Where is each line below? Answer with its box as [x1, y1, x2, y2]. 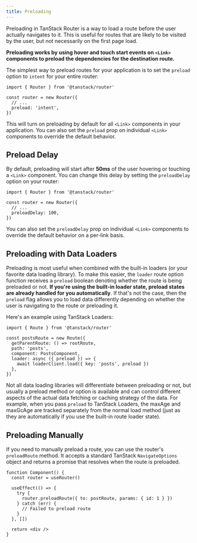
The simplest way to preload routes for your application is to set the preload [6, 66, 191, 74]
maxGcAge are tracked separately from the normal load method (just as [6, 407, 181, 414]
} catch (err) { [17, 501, 57, 507]
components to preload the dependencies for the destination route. [6, 55, 175, 62]
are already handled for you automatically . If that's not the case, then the [6, 289, 187, 297]
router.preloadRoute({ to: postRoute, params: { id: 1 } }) [21, 496, 173, 502]
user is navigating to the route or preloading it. [6, 302, 119, 310]
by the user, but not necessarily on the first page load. [6, 37, 138, 44]
